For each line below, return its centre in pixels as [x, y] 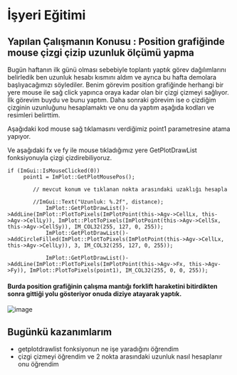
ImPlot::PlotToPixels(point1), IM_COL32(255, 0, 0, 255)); [119, 270]
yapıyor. [19, 136]
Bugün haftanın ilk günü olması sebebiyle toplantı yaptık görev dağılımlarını [117, 70]
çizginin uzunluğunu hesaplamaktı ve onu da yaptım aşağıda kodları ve [111, 107]
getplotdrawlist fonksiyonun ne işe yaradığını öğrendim [98, 349]
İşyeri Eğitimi [47, 15]
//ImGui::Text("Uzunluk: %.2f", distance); [98, 202]
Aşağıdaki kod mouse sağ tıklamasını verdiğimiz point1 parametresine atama [119, 129]
